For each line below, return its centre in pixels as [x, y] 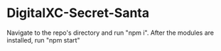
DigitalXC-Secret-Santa [78, 13]
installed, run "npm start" [43, 40]
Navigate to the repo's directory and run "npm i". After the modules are [110, 33]
